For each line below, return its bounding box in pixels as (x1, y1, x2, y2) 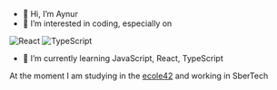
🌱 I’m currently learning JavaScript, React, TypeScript (22, 53, 224, 63)
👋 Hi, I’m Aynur (22, 9, 79, 19)
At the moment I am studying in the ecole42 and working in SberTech (9, 70, 269, 81)
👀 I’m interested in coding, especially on (22, 18, 173, 29)
